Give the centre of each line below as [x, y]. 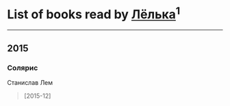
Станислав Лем [30, 82]
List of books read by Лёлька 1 [94, 13]
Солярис [23, 68]
